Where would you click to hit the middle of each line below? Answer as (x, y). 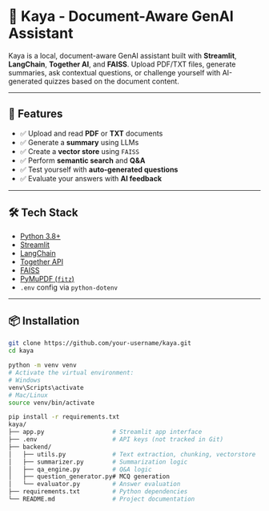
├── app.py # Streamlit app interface (105, 432)
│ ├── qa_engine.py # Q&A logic (80, 469)
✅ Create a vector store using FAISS (80, 151)
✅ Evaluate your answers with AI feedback (91, 178)
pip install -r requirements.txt (64, 417)
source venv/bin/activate (51, 403)
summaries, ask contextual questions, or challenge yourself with (114, 72)
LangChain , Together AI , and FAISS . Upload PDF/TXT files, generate (122, 64)
